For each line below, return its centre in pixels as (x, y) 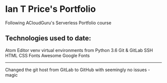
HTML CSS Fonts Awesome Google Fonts (47, 55)
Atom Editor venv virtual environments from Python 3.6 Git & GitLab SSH (79, 50)
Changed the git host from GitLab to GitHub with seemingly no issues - (78, 70)
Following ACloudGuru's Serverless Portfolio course (58, 23)
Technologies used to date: (48, 38)
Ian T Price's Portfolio (50, 9)
